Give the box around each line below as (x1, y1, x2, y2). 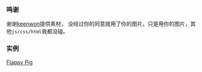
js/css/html (12, 29, 42, 35)
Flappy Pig (6, 59, 33, 66)
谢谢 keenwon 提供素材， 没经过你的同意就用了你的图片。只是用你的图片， (6, 20, 190, 28)
